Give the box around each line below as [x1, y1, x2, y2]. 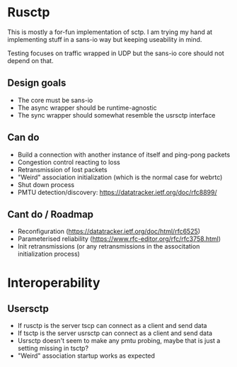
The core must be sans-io [17, 96, 93, 104]
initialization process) [17, 249, 80, 259]
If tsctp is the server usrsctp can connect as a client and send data [17, 329, 213, 337]
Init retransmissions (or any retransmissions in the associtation [17, 242, 200, 251]
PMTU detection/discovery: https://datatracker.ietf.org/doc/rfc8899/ [17, 188, 217, 196]
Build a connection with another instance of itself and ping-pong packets [17, 150, 231, 159]
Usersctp [7, 303, 50, 315]
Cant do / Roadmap [7, 208, 94, 220]
